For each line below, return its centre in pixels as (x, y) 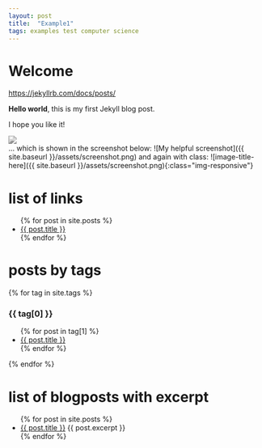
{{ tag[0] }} (31, 314)
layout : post (30, 16)
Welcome (41, 71)
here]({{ (21, 166)
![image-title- (232, 157)
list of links (46, 198)
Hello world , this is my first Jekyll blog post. (82, 109)
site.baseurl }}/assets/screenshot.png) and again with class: (108, 157)
